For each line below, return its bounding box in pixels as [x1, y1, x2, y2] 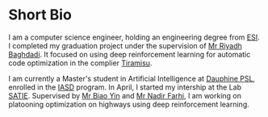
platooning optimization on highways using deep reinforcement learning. [8, 99, 250, 109]
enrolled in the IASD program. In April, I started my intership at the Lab [8, 82, 242, 92]
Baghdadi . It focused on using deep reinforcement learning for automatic [8, 49, 251, 59]
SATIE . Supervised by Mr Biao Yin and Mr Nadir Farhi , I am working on [8, 90, 242, 100]
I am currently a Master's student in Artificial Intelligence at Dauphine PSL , [8, 73, 256, 83]
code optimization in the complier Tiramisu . [8, 58, 153, 68]
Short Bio [8, 6, 73, 24]
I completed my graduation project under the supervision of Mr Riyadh [8, 40, 242, 50]
